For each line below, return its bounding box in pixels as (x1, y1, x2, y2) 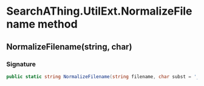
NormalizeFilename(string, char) (6, 41, 132, 52)
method (37, 17, 78, 31)
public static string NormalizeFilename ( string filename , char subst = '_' (6, 73, 202, 80)
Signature (6, 60, 36, 68)
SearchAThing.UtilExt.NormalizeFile (6, 4, 192, 18)
